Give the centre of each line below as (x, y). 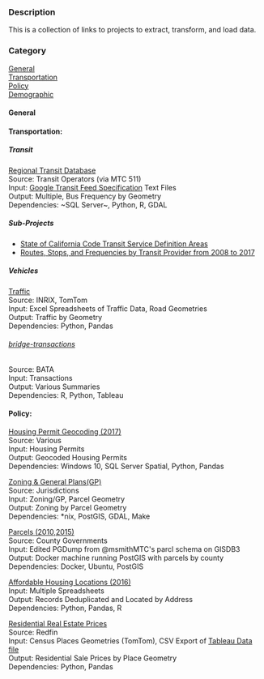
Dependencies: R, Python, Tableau (66, 395)
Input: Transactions (40, 378)
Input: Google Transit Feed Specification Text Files (92, 187)
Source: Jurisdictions (44, 491)
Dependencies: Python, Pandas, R (65, 608)
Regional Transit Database (52, 170)
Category (28, 51)
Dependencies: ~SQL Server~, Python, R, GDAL (88, 204)
